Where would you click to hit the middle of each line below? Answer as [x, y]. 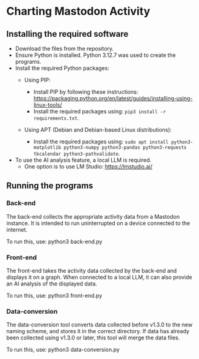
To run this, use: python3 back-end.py [54, 241]
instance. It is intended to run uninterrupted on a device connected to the [98, 223]
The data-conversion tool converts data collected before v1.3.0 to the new [99, 325]
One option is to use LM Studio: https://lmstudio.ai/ [88, 166]
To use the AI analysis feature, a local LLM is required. [83, 160]
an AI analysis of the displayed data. [52, 284]
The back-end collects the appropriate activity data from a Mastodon [93, 216]
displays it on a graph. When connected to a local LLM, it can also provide [99, 277]
